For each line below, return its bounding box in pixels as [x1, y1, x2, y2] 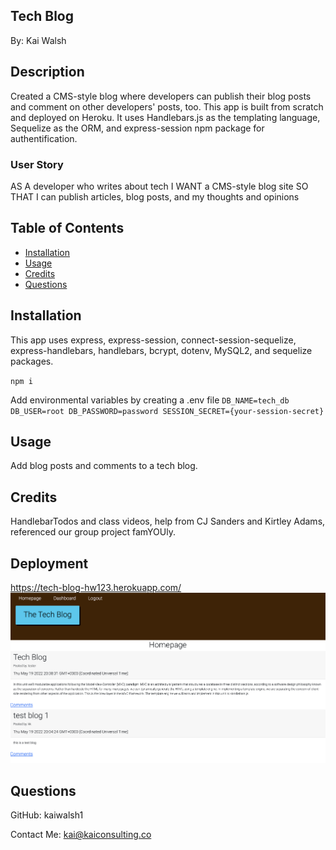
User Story [10, 157, 64, 171]
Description [10, 64, 85, 81]
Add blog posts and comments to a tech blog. [10, 460, 198, 472]
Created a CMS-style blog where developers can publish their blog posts [10, 90, 312, 102]
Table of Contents [10, 220, 125, 237]
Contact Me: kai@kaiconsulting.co [10, 829, 152, 841]
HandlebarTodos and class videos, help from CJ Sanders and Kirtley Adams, [10, 515, 326, 528]
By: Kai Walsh [10, 34, 67, 46]
